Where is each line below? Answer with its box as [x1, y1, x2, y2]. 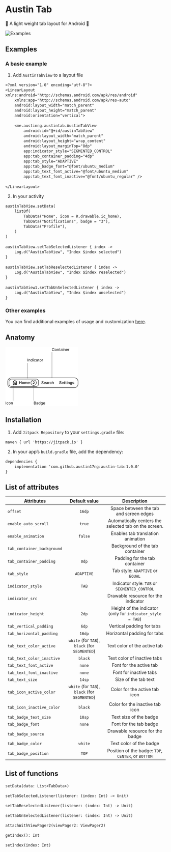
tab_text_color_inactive [7, 656, 60, 661]
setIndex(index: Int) [5, 842, 51, 848]
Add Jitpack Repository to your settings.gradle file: [12, 429, 125, 435]
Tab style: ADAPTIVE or [111, 567, 158, 574]
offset [7, 509, 21, 514]
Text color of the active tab [106, 642, 163, 648]
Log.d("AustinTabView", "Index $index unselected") [14, 290, 126, 295]
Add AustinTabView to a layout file [12, 72, 83, 78]
